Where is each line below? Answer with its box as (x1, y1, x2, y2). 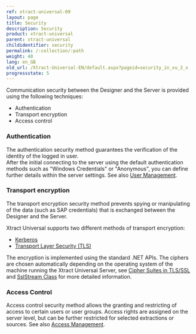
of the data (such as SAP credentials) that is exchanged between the (6, 206, 175, 213)
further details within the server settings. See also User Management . (6, 171, 177, 179)
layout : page (6, 14, 39, 20)
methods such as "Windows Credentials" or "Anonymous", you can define (6, 165, 188, 172)
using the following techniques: (6, 93, 84, 100)
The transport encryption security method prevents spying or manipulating (6, 200, 190, 207)
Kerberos (14, 236, 38, 243)
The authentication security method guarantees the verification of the (6, 146, 178, 153)
